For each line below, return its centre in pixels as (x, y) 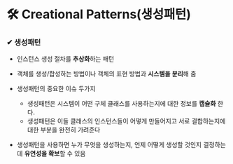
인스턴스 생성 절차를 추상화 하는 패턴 (65, 59)
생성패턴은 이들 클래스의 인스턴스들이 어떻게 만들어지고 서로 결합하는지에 (126, 121)
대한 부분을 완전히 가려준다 (64, 130)
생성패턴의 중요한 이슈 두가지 (56, 89)
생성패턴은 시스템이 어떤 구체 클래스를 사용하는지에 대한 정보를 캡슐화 (121, 104)
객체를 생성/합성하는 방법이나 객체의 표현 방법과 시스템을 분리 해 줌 (106, 74)
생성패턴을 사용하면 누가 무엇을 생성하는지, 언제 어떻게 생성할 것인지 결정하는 (121, 145)
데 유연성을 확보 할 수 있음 (51, 153)
